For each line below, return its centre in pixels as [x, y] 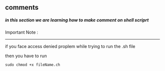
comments [22, 8]
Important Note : [22, 32]
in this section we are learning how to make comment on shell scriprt [77, 20]
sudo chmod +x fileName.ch [33, 65]
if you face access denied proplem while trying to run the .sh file [70, 47]
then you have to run [26, 56]
